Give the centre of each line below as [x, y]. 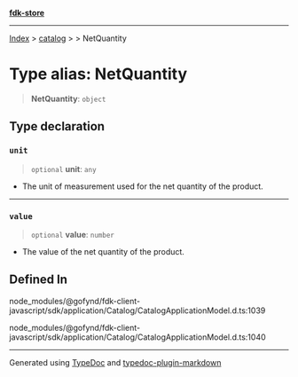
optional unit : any [63, 169]
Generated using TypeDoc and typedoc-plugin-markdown [115, 362]
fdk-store [27, 13]
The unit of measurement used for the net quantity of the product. [142, 186]
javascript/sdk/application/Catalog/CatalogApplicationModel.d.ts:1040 [137, 337]
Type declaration [57, 126]
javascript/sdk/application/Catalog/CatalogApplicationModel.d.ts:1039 [137, 310]
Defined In [39, 280]
